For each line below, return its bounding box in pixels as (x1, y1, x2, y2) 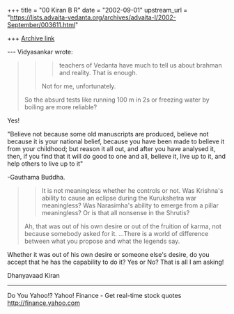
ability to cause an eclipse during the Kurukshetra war (41, 194, 197, 202)
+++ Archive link (7, 34, 55, 42)
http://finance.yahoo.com (7, 299, 80, 307)
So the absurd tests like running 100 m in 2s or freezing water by (24, 95, 210, 104)
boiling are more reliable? (24, 103, 97, 111)
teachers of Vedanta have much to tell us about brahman (58, 61, 222, 69)
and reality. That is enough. (58, 69, 138, 77)
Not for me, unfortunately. (41, 82, 116, 90)
